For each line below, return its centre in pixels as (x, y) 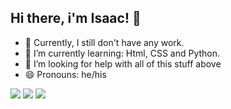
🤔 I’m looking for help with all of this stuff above (123, 63)
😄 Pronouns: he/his (65, 74)
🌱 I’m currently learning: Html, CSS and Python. (122, 53)
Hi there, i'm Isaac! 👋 (76, 18)
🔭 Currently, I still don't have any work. (104, 42)
